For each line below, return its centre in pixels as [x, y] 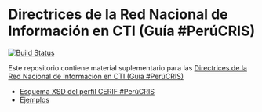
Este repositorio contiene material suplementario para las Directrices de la [127, 67]
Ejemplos [34, 99]
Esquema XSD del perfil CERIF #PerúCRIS [87, 91]
